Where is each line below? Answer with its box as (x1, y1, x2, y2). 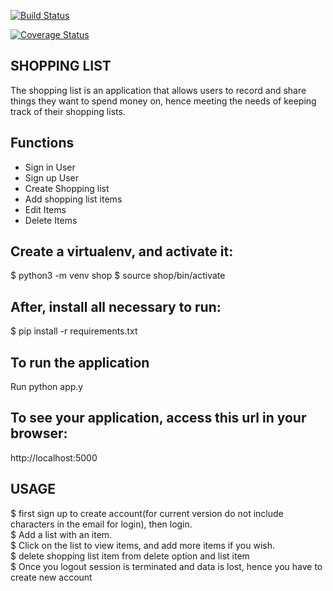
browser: (10, 425, 68, 442)
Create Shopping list (24, 182, 110, 194)
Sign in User (24, 161, 76, 173)
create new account (10, 571, 93, 583)
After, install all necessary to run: (10, 298, 222, 315)
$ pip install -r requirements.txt (10, 325, 138, 337)
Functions (10, 135, 75, 152)
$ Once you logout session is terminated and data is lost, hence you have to (10, 560, 323, 572)
